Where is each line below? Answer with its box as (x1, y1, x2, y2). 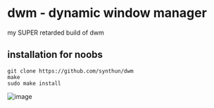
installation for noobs (7, 49, 103, 61)
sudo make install (7, 80, 61, 87)
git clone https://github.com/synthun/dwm (7, 67, 134, 75)
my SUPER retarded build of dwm (7, 28, 104, 37)
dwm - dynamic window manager (7, 5, 208, 21)
